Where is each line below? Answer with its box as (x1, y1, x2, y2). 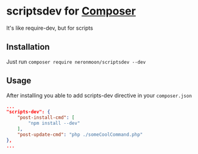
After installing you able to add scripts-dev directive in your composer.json (6, 92, 192, 99)
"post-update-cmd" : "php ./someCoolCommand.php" (17, 132, 143, 138)
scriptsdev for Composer (6, 4, 136, 18)
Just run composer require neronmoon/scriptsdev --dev (6, 58, 146, 65)
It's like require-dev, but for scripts (6, 24, 93, 32)
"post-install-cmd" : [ (17, 115, 75, 121)
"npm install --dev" (28, 120, 80, 127)
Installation (6, 42, 50, 52)
